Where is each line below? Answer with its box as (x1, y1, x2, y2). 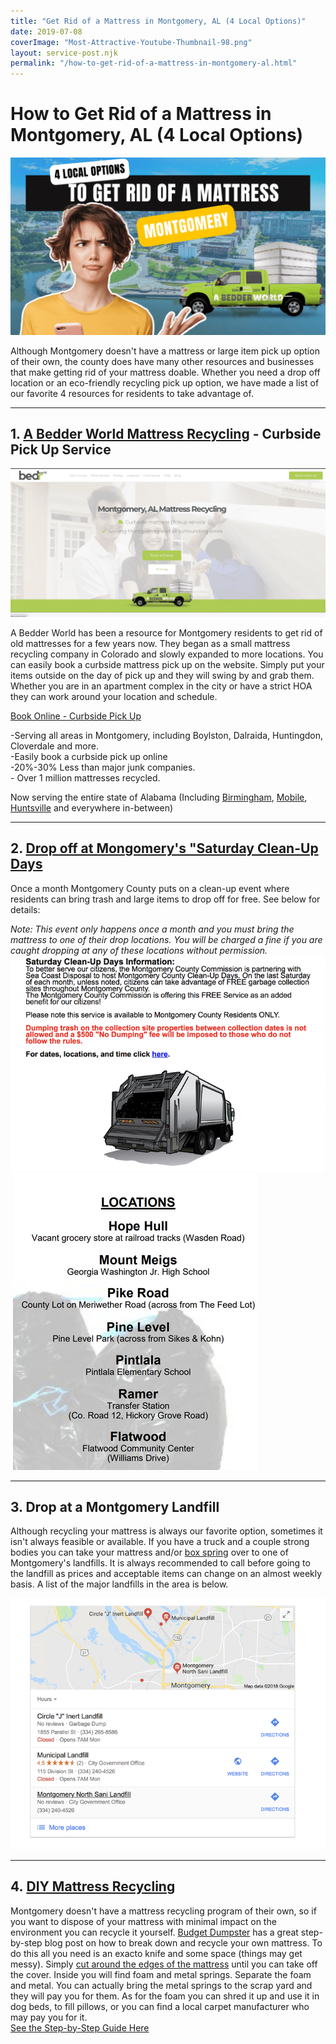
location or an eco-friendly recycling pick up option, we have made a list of (10, 376, 320, 389)
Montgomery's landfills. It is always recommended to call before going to (10, 1557, 311, 1569)
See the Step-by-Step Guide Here (10, 2021, 150, 2034)
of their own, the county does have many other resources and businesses (10, 355, 315, 367)
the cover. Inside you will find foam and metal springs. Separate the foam (10, 1968, 312, 1980)
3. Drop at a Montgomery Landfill (10, 1499, 220, 1516)
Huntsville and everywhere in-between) (10, 802, 174, 814)
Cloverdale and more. (10, 740, 99, 752)
